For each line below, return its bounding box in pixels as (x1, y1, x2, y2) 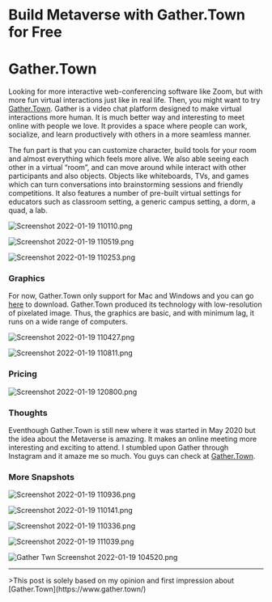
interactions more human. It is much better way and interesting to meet (8, 112, 245, 122)
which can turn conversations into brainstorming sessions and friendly (8, 180, 244, 189)
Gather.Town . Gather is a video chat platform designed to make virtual (8, 104, 242, 114)
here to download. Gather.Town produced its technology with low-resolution (8, 299, 262, 309)
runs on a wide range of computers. (8, 317, 128, 327)
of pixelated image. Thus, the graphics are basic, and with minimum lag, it (8, 308, 255, 318)
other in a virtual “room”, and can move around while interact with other (8, 163, 247, 172)
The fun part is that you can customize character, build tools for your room (8, 146, 257, 155)
